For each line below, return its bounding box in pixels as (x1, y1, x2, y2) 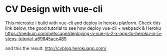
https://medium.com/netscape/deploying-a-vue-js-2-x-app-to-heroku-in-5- (5, 30, 162, 36)
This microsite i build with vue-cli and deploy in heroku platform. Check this (5, 20, 161, 26)
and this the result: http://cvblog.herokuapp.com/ (5, 45, 106, 51)
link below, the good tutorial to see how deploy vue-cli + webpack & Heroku (5, 25, 161, 31)
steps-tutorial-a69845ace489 (5, 36, 67, 42)
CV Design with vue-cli (5, 3, 103, 15)
